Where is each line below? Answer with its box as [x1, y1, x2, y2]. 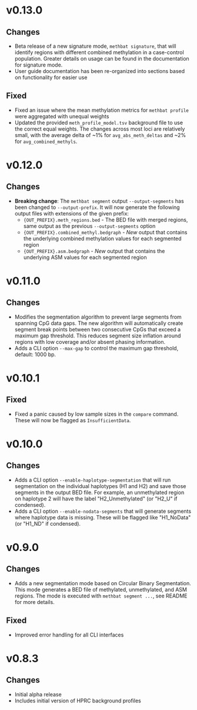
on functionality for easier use [14, 74, 88, 81]
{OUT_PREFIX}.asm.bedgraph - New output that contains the [23, 247, 165, 254]
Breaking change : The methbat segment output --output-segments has [14, 197, 184, 204]
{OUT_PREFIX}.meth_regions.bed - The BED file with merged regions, [23, 216, 188, 223]
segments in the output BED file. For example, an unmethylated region [14, 489, 185, 496]
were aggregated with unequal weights [14, 112, 109, 120]
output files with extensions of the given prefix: [14, 210, 129, 217]
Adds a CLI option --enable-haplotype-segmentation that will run [14, 476, 171, 483]
